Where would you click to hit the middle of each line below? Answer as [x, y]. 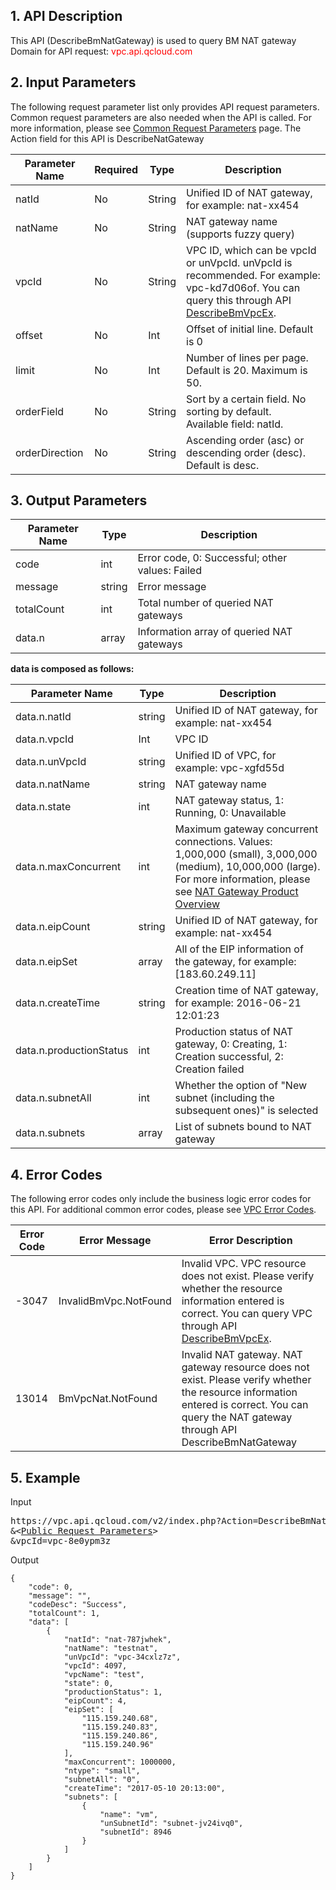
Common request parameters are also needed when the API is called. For [161, 117]
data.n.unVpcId [51, 762]
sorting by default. [229, 411]
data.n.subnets [50, 1133]
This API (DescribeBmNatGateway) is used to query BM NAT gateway [153, 40]
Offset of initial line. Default [250, 329]
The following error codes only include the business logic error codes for [161, 1199]
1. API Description [66, 16]
